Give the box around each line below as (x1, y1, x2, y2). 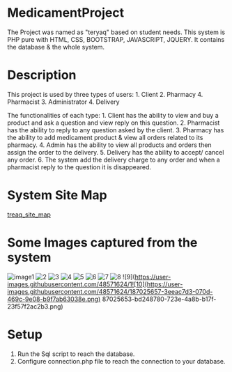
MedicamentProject (7, 5, 125, 21)
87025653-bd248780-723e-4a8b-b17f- (102, 295, 217, 303)
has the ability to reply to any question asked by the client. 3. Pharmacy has (7, 125, 224, 134)
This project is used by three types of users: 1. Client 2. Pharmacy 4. (7, 90, 203, 98)
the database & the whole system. (7, 42, 105, 51)
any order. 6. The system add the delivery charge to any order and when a (7, 155, 221, 164)
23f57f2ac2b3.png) (7, 302, 64, 311)
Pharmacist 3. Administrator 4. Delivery (7, 98, 120, 106)
